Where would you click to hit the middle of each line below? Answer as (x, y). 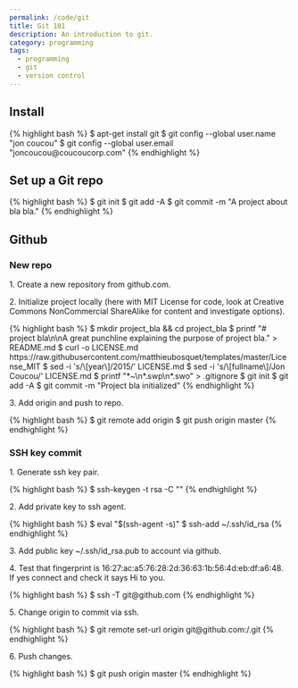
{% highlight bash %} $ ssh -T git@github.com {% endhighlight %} (132, 595)
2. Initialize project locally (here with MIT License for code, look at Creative (147, 302)
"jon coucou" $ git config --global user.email (91, 143)
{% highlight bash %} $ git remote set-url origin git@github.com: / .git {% (141, 630)
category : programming (51, 42)
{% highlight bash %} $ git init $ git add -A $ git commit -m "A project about (149, 202)
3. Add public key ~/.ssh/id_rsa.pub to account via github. (115, 551)
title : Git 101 (37, 26)
